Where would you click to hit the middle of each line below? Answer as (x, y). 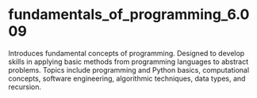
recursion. (25, 87)
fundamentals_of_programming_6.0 (129, 15)
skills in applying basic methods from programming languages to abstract (128, 62)
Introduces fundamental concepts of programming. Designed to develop (127, 53)
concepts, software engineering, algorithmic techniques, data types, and (127, 78)
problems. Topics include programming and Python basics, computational (129, 70)
